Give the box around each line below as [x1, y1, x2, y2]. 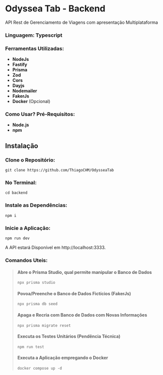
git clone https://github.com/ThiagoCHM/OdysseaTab [5, 168, 114, 173]
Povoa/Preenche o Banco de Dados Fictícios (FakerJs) [17, 290, 131, 296]
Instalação [5, 142, 39, 150]
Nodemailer [12, 88, 37, 94]
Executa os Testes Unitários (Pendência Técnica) [17, 333, 120, 339]
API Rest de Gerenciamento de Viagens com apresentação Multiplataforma [5, 19, 159, 25]
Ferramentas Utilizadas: [5, 45, 64, 52]
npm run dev [5, 236, 30, 241]
